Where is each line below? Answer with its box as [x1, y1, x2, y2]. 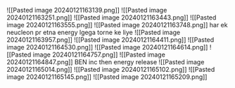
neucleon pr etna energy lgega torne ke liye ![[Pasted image [6, 28, 181, 36]
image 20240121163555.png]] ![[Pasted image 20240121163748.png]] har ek [6, 21, 228, 29]
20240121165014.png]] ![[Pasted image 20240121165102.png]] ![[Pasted [6, 66, 215, 73]
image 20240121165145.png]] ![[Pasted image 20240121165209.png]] [6, 73, 208, 81]
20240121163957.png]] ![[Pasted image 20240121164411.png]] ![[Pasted [6, 36, 215, 44]
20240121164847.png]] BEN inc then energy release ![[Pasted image [6, 58, 205, 66]
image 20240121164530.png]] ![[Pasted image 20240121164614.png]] [6, 43, 208, 51]
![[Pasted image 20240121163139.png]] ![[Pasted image [6, 6, 167, 14]
